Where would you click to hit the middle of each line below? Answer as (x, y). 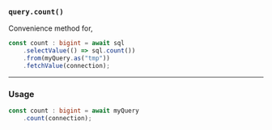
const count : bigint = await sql (67, 44)
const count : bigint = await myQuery (74, 111)
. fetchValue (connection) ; (67, 65)
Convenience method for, (51, 28)
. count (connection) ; (57, 118)
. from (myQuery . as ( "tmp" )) (67, 59)
